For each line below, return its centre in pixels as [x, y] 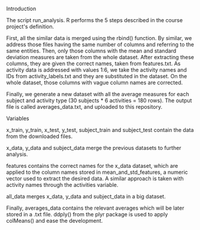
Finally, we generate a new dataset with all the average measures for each [98, 94]
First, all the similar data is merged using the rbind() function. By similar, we [99, 38]
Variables [18, 118]
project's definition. [30, 27]
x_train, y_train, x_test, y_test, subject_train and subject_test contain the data [100, 130]
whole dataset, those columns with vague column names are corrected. [95, 82]
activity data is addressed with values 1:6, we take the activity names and [96, 70]
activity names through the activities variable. [62, 185]
